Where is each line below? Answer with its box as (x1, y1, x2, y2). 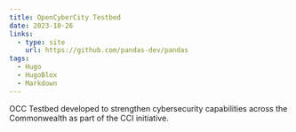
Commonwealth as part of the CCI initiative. (9, 113, 169, 123)
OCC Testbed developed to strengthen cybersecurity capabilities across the (9, 103, 288, 113)
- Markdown (17, 79, 58, 88)
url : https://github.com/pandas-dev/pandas (25, 46, 189, 55)
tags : (9, 54, 29, 63)
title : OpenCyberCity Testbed (9, 12, 122, 22)
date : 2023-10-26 (9, 21, 74, 30)
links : (9, 29, 34, 38)
